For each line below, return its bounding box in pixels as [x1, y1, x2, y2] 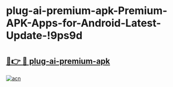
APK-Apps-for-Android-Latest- [6, 16, 161, 30]
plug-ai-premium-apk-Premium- [6, 4, 168, 18]
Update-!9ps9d [6, 29, 83, 42]
